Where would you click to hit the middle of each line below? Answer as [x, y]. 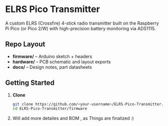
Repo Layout [25, 44]
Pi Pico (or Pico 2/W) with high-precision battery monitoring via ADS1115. [80, 28]
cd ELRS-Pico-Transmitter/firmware [50, 109]
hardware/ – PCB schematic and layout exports [62, 62]
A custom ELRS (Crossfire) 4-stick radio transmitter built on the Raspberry [82, 23]
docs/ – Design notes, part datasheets [52, 67]
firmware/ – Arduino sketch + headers [52, 56]
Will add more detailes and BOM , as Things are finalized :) [73, 118]
